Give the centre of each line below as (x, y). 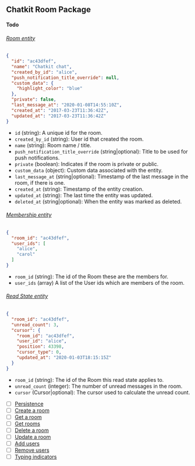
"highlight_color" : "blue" (50, 89)
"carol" (26, 254)
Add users (27, 444)
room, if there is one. (40, 182)
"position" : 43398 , (41, 347)
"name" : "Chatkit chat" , (42, 66)
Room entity (21, 38)
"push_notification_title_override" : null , (65, 78)
